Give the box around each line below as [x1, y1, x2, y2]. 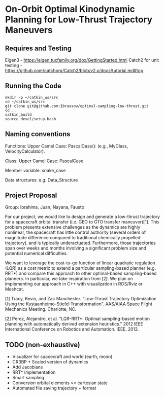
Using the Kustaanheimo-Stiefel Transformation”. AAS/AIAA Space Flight [5, 301, 153, 307]
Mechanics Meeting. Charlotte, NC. [5, 306, 77, 312]
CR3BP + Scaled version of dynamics [12, 359, 89, 365]
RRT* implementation [12, 369, 56, 375]
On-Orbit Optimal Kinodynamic [5, 3, 135, 15]
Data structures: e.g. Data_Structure [5, 177, 78, 183]
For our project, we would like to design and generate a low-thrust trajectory [5, 214, 160, 220]
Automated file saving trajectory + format [12, 385, 96, 391]
